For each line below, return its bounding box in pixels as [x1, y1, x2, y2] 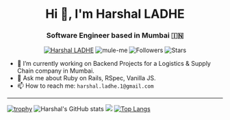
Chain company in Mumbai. [16, 67, 94, 75]
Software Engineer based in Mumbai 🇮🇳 [46, 31, 184, 40]
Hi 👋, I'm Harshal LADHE [45, 6, 185, 22]
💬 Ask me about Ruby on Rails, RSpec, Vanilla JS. [16, 74, 156, 82]
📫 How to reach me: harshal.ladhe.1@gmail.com [16, 82, 154, 90]
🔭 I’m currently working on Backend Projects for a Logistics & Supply [16, 60, 211, 68]
